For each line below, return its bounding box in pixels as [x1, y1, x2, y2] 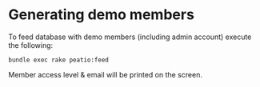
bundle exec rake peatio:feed [8, 56, 110, 64]
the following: [8, 40, 54, 49]
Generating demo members [8, 6, 194, 24]
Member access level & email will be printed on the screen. [8, 69, 202, 79]
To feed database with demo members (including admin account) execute [8, 32, 252, 42]
